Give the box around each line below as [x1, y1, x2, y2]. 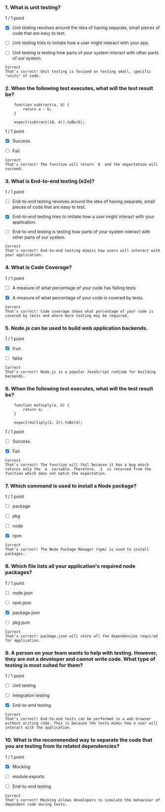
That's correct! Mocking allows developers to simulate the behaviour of [5, 797, 161, 803]
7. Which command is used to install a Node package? [5, 482, 137, 489]
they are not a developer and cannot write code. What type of [5, 655, 156, 662]
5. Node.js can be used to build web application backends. [5, 325, 148, 331]
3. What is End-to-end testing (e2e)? [5, 177, 95, 184]
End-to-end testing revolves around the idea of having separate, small [12, 199, 155, 204]
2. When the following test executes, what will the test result [5, 85, 153, 92]
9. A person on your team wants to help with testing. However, [5, 649, 158, 656]
